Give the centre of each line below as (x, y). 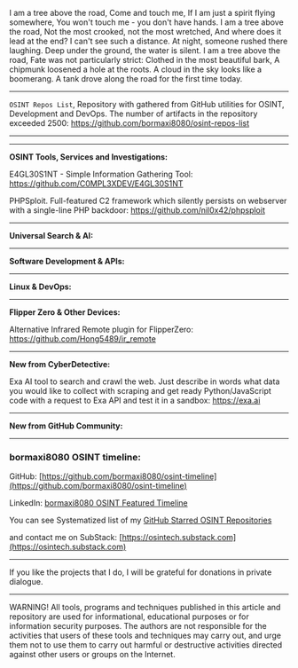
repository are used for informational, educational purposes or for (129, 617)
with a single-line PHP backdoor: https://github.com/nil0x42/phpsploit (137, 210)
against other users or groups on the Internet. (92, 655)
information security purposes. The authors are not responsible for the (138, 626)
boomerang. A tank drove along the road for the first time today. (126, 79)
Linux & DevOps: (41, 287)
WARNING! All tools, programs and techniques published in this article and (145, 608)
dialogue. (26, 582)
